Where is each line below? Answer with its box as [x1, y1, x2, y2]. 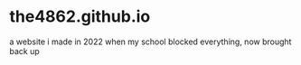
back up [9, 45, 41, 56]
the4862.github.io [9, 6, 151, 27]
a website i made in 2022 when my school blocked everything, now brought [9, 36, 292, 47]
